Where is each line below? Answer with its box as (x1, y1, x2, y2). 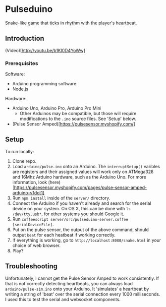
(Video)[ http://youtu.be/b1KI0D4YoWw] (5, 47, 85, 53)
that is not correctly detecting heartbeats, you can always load (5, 280, 133, 286)
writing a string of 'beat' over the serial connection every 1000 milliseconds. (5, 291, 160, 297)
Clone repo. (12, 158, 37, 164)
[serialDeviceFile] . (12, 221, 54, 227)
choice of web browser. (12, 242, 61, 248)
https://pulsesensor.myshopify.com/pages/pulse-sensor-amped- (14, 184, 147, 190)
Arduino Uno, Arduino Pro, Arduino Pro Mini (12, 105, 102, 111)
